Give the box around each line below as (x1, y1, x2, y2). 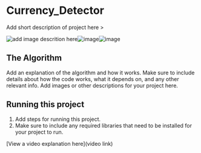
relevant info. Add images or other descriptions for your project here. (6, 82, 179, 89)
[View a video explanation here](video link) (6, 140, 113, 147)
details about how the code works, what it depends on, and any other (6, 75, 180, 82)
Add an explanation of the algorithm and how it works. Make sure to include (6, 69, 195, 76)
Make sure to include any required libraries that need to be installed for (15, 122, 193, 129)
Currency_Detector (6, 4, 105, 18)
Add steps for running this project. (15, 116, 101, 123)
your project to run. (15, 128, 64, 135)
